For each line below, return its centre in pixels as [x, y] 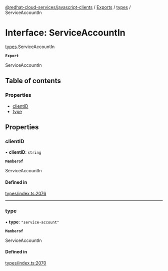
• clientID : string [23, 152]
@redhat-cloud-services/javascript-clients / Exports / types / [68, 7]
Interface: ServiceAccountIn [65, 33]
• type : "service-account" [32, 222]
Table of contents [33, 81]
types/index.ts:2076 [26, 193]
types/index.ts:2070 [26, 263]
